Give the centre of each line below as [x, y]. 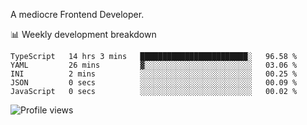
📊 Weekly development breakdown [83, 34]
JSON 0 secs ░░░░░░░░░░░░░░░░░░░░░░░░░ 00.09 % [154, 83]
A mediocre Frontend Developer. [77, 14]
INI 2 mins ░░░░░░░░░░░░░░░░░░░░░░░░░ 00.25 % [154, 74]
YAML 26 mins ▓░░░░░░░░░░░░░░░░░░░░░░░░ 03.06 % [154, 65]
